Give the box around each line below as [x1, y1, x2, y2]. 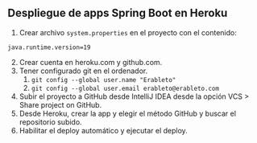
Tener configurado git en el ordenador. [19, 66, 148, 76]
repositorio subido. [19, 116, 82, 127]
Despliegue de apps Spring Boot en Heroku [7, 6, 228, 20]
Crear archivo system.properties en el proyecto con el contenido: [19, 27, 237, 37]
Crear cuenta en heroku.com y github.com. [19, 57, 163, 67]
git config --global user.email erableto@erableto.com [31, 84, 219, 92]
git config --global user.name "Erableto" [31, 76, 176, 84]
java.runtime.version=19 [7, 43, 91, 51]
